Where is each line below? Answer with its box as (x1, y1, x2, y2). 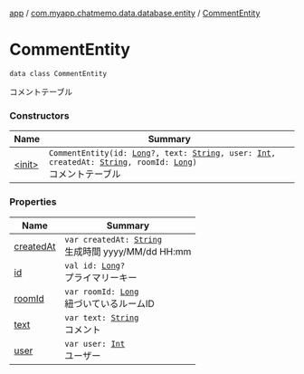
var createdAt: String (64, 235, 163, 245)
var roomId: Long (64, 286, 139, 297)
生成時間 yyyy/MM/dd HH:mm (64, 245, 192, 257)
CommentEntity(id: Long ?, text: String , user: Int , (48, 149, 276, 158)
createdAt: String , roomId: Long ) (48, 158, 197, 168)
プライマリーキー (64, 271, 138, 283)
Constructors (9, 109, 70, 121)
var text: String (64, 312, 139, 322)
